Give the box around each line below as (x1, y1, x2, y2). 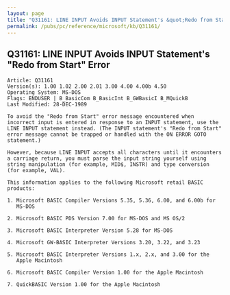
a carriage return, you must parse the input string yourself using (7, 155, 207, 162)
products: (7, 185, 36, 192)
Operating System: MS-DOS (7, 89, 81, 96)
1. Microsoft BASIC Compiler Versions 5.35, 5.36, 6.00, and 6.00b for (7, 197, 216, 204)
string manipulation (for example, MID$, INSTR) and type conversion (7, 161, 210, 168)
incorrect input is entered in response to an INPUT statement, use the (7, 119, 219, 126)
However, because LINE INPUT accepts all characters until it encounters (7, 149, 222, 156)
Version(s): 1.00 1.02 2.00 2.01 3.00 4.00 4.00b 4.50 (7, 83, 167, 90)
